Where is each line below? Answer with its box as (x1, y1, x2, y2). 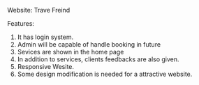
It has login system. (17, 33, 74, 41)
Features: (7, 20, 35, 27)
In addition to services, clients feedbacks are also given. (17, 55, 179, 63)
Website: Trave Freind (7, 6, 71, 14)
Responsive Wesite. (17, 63, 75, 70)
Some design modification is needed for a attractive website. (17, 70, 193, 78)
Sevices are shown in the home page (17, 48, 124, 56)
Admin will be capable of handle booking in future (17, 40, 161, 48)
